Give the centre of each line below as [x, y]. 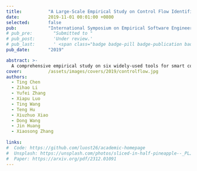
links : [14, 142]
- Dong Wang [26, 120]
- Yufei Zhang [28, 93]
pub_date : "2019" [35, 50]
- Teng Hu [23, 109]
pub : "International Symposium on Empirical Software [87, 28]
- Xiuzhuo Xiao [30, 115]
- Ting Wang [26, 104]
